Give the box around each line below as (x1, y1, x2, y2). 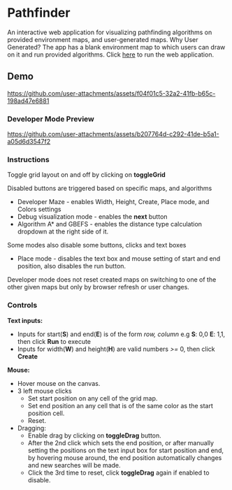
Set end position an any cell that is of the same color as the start (27, 401, 213, 410)
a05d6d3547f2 (7, 138, 51, 146)
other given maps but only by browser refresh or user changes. (7, 283, 190, 291)
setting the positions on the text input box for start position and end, (27, 446, 224, 454)
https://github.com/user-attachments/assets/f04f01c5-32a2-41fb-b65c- (7, 89, 216, 97)
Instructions (7, 154, 50, 164)
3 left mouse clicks (17, 387, 72, 395)
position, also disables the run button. (17, 262, 126, 271)
